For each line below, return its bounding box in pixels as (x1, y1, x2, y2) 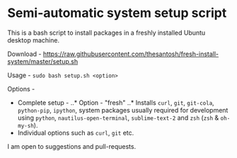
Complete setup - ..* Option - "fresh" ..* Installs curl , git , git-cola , (17, 98, 214, 107)
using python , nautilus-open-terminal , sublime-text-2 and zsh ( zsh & (17, 113, 219, 122)
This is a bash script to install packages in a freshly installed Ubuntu (7, 28, 206, 37)
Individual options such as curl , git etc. (17, 128, 134, 137)
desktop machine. (7, 35, 60, 44)
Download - (7, 50, 42, 58)
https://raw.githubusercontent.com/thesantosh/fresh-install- (42, 50, 219, 58)
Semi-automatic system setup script (7, 5, 227, 21)
